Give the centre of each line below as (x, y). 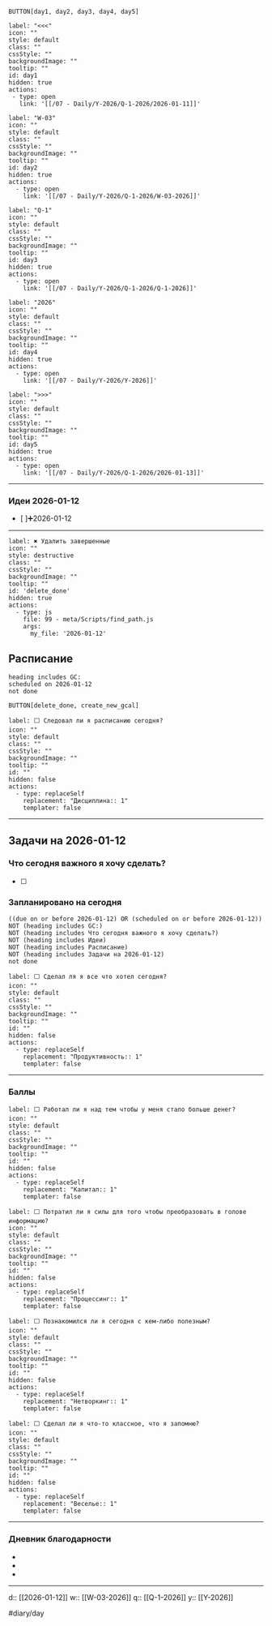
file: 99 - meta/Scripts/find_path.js (88, 620)
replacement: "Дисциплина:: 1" (76, 801)
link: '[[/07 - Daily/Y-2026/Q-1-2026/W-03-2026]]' (112, 196)
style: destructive (41, 556)
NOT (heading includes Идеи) (57, 941)
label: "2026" (32, 302)
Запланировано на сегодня (65, 902)
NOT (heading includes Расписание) (68, 948)
